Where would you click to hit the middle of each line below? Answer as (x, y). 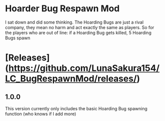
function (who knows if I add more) (41, 114)
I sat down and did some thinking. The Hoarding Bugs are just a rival (74, 22)
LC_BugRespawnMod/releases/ (71, 79)
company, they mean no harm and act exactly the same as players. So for (80, 27)
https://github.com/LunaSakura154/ (84, 68)
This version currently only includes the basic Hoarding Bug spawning (76, 108)
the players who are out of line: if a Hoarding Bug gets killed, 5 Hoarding (78, 32)
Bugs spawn (18, 38)
